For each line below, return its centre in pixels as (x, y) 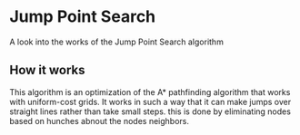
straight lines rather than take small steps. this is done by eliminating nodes (150, 111)
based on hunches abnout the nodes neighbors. (99, 121)
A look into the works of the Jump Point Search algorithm (117, 42)
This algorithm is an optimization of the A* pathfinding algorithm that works (150, 92)
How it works (47, 70)
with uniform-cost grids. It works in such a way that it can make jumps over (150, 101)
